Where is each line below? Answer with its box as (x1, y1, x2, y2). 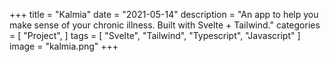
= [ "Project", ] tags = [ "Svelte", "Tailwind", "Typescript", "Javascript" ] (9, 30, 301, 41)
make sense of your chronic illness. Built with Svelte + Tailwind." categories (9, 19, 321, 31)
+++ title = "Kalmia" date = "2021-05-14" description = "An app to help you (9, 9, 319, 20)
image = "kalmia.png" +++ (9, 40, 119, 52)
